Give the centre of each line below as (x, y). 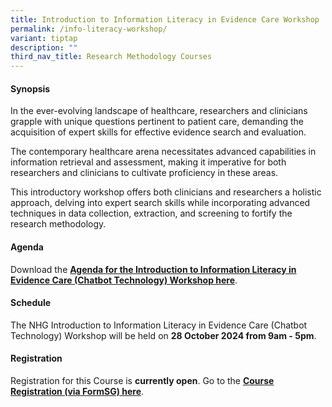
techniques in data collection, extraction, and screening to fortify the (151, 213)
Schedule (31, 303)
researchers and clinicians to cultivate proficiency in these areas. (144, 173)
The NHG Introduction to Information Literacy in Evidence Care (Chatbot (159, 325)
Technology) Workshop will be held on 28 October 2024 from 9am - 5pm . (163, 335)
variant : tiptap (44, 38)
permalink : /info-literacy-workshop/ (89, 29)
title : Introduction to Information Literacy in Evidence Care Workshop (165, 19)
